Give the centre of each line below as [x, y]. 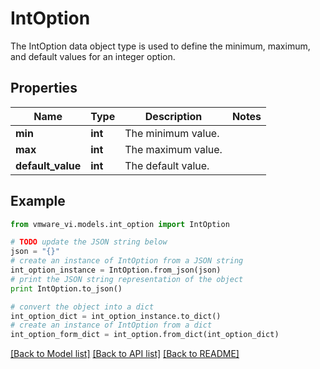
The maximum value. [173, 149]
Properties [44, 88]
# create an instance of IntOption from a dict [111, 325]
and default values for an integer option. [93, 56]
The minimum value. [172, 133]
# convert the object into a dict [82, 307]
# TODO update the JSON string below [89, 242]
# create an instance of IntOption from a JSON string [127, 261]
